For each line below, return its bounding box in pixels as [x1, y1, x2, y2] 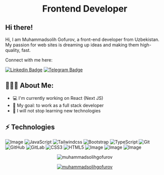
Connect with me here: [5, 57, 53, 63]
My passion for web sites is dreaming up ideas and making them [5, 42, 139, 48]
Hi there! [5, 23, 33, 32]
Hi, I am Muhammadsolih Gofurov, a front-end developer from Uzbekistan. [5, 36, 160, 42]
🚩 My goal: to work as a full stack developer [12, 102, 104, 108]
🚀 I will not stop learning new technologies [12, 107, 101, 113]
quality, [5, 47, 21, 53]
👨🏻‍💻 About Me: [5, 81, 54, 90]
